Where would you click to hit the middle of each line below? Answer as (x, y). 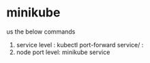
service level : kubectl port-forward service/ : (80, 45)
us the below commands (41, 32)
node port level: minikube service (63, 52)
